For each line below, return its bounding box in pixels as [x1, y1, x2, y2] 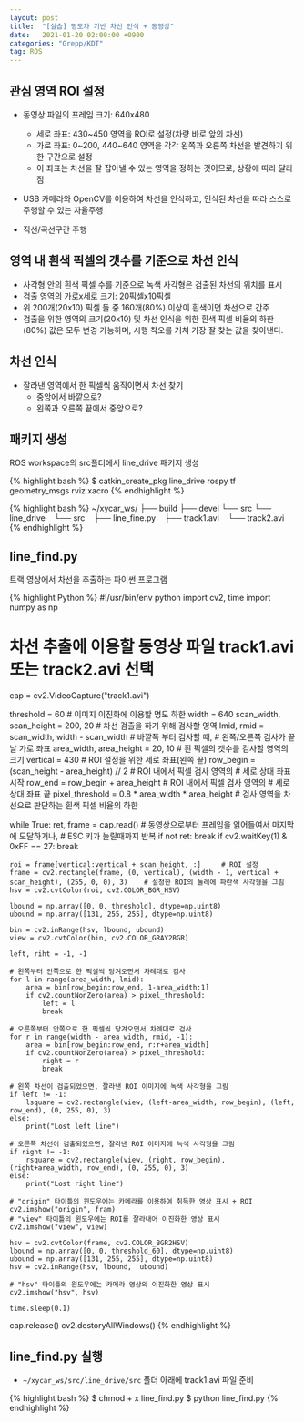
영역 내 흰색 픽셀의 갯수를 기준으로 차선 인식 [9, 253, 238, 269]
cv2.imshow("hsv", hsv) [9, 1288, 100, 1297]
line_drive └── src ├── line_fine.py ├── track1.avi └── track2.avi [9, 513, 285, 523]
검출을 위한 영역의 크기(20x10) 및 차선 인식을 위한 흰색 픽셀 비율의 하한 [22, 313, 275, 324]
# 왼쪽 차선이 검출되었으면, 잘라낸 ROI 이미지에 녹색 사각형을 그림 [9, 1082, 229, 1092]
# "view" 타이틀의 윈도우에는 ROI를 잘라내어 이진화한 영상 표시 [9, 1214, 220, 1224]
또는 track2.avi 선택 [9, 659, 155, 680]
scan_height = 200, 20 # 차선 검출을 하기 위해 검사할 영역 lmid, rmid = [9, 720, 265, 731]
